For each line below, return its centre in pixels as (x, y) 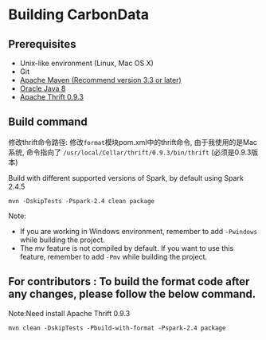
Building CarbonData (79, 15)
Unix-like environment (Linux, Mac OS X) (86, 63)
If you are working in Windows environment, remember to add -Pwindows (138, 231)
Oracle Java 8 (43, 88)
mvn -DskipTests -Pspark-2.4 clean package (82, 201)
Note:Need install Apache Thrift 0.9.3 (69, 313)
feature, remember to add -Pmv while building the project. (113, 256)
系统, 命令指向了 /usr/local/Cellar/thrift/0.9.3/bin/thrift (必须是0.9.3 (130, 152)
